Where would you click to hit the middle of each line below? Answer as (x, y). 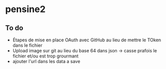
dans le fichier (27, 45)
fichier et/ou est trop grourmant (46, 56)
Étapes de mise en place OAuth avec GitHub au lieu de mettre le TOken (87, 40)
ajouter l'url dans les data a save (46, 61)
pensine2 (25, 9)
